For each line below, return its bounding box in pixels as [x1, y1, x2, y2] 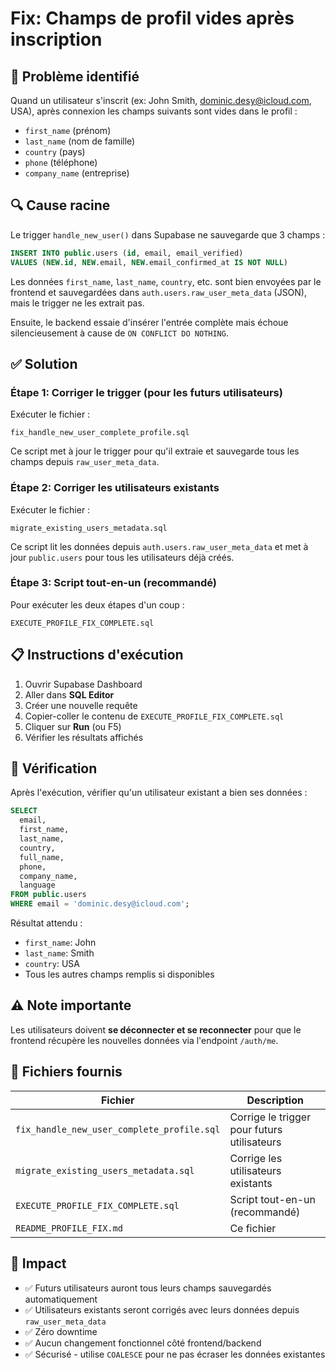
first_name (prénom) [24, 125, 112, 136]
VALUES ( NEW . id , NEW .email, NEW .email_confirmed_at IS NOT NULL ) [10, 257, 288, 267]
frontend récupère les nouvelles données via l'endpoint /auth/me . [10, 1034, 279, 1046]
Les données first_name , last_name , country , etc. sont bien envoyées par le [10, 275, 322, 287]
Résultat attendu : [10, 917, 83, 929]
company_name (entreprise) [24, 167, 130, 179]
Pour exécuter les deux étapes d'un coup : [10, 598, 185, 611]
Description [246, 1093, 304, 1107]
